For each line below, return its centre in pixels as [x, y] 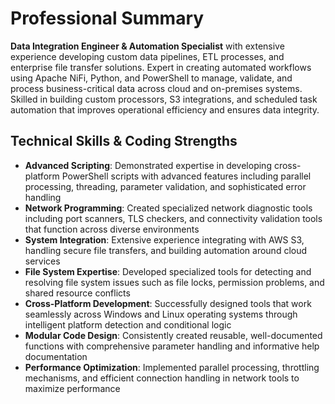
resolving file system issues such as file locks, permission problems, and [174, 282]
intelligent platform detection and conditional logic [128, 324]
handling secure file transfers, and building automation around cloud [166, 250]
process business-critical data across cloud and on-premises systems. [156, 88]
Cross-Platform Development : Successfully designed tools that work [168, 303]
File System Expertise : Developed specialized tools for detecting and [168, 271]
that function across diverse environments [112, 229]
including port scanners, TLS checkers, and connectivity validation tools [173, 218]
